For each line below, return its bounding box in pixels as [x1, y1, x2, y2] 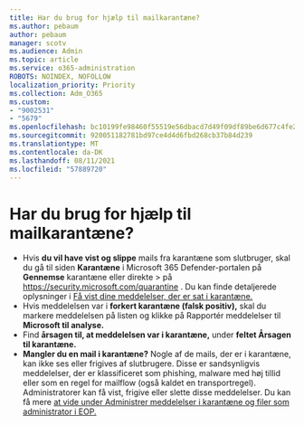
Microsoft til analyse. [22, 320, 104, 331]
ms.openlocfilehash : [9, 123, 88, 132]
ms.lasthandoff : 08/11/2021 [9, 156, 116, 165]
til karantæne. [22, 339, 77, 350]
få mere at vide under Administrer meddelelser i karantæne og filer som [22, 397, 290, 408]
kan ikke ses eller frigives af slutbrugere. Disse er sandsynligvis [22, 358, 261, 369]
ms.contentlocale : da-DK [9, 147, 103, 156]
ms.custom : [9, 97, 51, 107]
